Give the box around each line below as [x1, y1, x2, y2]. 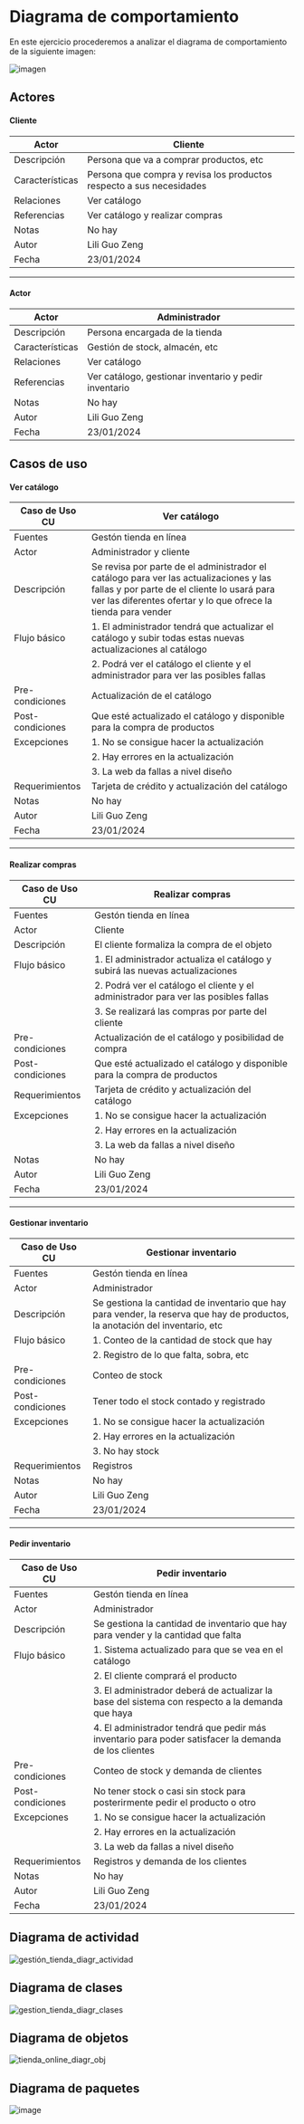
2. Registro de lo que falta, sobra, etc [92, 1348, 250, 1361]
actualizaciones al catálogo [90, 643, 208, 655]
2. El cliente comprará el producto [93, 1669, 238, 1681]
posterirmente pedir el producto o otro [93, 1795, 256, 1808]
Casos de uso [9, 456, 88, 472]
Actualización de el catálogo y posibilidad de [94, 1030, 285, 1043]
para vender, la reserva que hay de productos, [92, 1307, 290, 1320]
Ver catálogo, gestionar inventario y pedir [87, 369, 263, 382]
